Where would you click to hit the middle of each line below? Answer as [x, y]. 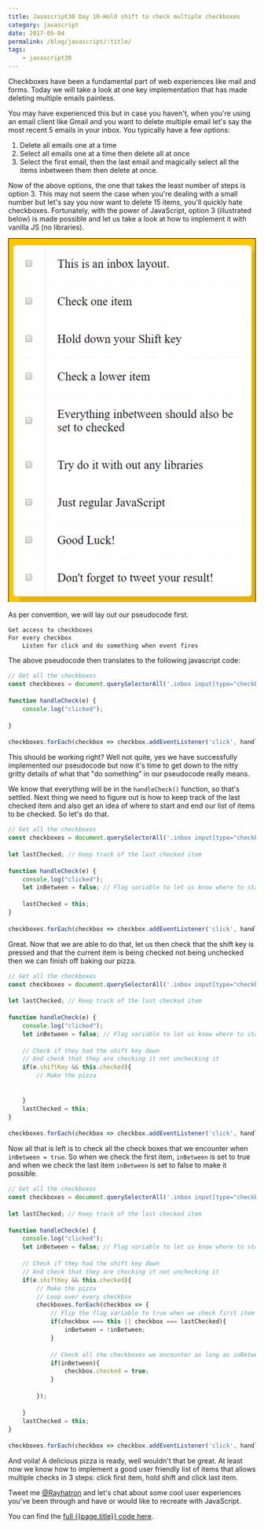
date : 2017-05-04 [37, 33]
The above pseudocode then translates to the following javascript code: [125, 661]
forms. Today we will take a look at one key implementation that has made [128, 90]
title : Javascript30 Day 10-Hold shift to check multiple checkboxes [125, 16]
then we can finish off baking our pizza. [72, 961]
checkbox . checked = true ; [106, 1371]
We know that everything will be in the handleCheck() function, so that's [124, 789]
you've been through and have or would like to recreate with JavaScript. [125, 1501]
